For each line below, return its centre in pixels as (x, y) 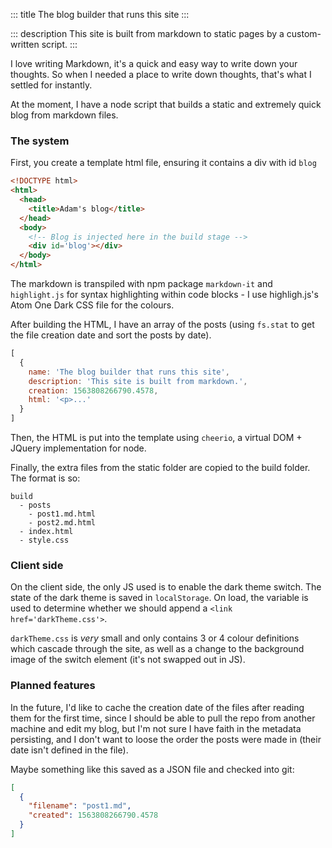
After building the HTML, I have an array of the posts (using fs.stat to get (162, 325)
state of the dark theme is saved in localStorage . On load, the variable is (159, 598)
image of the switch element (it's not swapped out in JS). (128, 660)
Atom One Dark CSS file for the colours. (92, 305)
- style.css (44, 540)
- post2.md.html (62, 523)
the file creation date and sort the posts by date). (111, 335)
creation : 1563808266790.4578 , (93, 390)
